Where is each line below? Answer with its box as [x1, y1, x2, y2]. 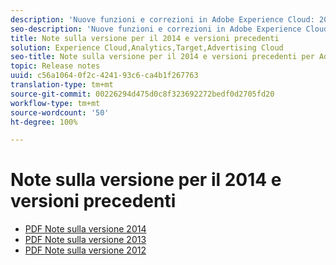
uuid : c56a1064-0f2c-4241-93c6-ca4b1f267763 [10, 71, 199, 81]
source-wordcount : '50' [10, 107, 110, 118]
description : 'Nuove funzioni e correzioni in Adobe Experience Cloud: [10, 14, 315, 25]
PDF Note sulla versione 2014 [24, 223, 147, 235]
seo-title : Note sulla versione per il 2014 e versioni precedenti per [10, 52, 315, 62]
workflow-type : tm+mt [10, 98, 101, 108]
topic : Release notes [10, 61, 101, 71]
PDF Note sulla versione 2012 [24, 244, 147, 256]
